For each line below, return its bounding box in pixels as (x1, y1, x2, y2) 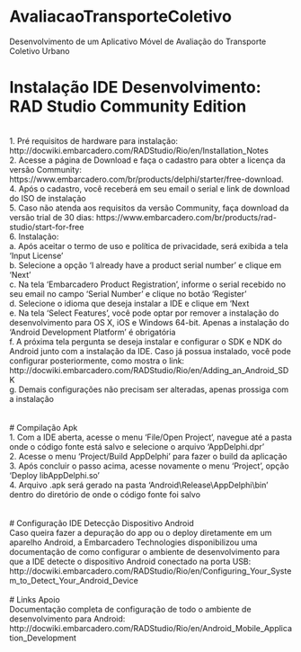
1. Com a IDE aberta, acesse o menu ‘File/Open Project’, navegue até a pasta (9, 432, 292, 442)
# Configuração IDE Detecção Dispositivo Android (9, 517, 195, 528)
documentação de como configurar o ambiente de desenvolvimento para (9, 546, 280, 557)
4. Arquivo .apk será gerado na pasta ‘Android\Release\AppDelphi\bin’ (9, 479, 269, 490)
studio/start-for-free (9, 221, 84, 232)
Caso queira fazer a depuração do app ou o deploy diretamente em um (9, 527, 272, 538)
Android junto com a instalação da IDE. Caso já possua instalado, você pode (9, 345, 292, 356)
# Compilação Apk (9, 422, 78, 433)
